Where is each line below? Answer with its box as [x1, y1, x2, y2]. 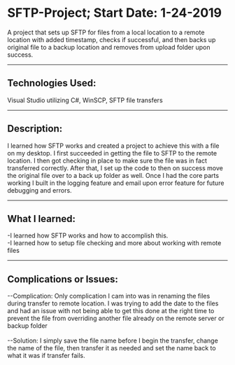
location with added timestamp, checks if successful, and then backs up [7, 35, 216, 43]
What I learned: [7, 212, 76, 225]
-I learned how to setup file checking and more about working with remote [7, 239, 222, 247]
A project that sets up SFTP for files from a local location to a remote [7, 28, 205, 36]
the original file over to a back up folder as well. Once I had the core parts [7, 171, 219, 179]
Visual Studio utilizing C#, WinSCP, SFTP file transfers [7, 96, 163, 104]
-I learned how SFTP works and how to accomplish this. [7, 231, 169, 240]
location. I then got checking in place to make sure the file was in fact [7, 156, 208, 165]
